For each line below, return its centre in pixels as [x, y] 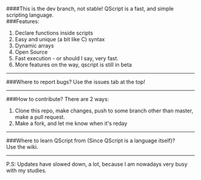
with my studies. [26, 170]
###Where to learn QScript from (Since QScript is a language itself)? [91, 141]
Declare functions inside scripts [54, 33]
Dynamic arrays [34, 45]
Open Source [31, 52]
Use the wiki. [22, 147]
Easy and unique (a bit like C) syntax [60, 39]
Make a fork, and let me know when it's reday [71, 123]
